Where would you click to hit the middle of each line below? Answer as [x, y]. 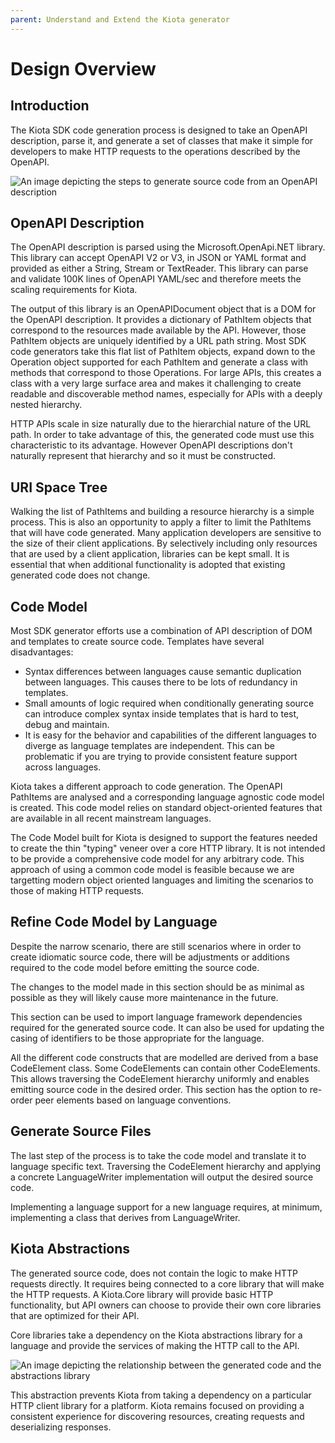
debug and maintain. [67, 725]
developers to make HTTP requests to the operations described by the [155, 151]
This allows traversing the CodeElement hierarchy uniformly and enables [160, 1078]
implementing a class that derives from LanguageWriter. [125, 1217]
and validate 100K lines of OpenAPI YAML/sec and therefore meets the [156, 279]
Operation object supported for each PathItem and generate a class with [159, 362]
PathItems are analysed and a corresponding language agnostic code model [167, 797]
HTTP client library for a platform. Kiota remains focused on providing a [157, 1405]
